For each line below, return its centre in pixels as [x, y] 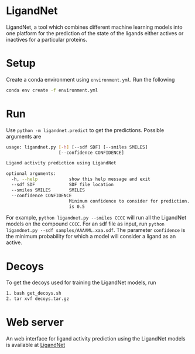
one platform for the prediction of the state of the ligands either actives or [95, 33]
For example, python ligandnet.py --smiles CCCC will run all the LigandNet [96, 218]
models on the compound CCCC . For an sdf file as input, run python [85, 224]
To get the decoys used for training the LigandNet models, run [81, 282]
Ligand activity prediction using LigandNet [61, 163]
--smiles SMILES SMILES [48, 190]
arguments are [24, 136]
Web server [35, 323]
